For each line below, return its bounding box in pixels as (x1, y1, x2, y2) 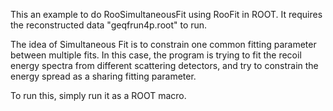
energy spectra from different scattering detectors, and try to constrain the (10, 60, 319, 71)
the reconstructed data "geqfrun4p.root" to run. (10, 19, 208, 31)
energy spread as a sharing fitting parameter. (10, 70, 197, 82)
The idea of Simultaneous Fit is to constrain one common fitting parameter (10, 39, 317, 50)
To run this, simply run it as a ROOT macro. (10, 90, 187, 101)
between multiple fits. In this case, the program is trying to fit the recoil (10, 49, 302, 61)
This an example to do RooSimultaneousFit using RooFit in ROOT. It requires (10, 9, 323, 20)
